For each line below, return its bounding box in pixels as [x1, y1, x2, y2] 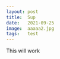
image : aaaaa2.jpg [6, 25, 55, 32]
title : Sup [6, 14, 36, 20]
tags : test [6, 31, 39, 37]
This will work [6, 47, 40, 54]
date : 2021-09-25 [6, 20, 55, 26]
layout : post [6, 8, 39, 15]
